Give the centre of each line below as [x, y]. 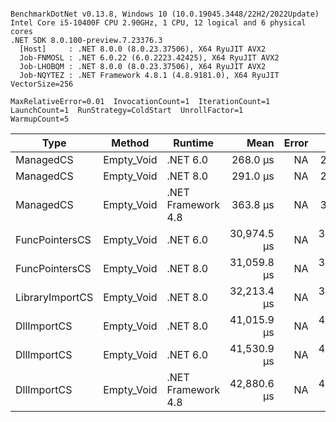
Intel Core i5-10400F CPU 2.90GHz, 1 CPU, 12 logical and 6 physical [158, 23]
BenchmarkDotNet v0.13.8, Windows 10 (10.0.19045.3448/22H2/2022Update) [165, 14]
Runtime [194, 143]
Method [130, 143]
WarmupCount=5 [40, 119]
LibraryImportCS [54, 297]
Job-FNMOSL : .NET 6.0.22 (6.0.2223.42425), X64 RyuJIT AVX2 [149, 58]
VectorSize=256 [42, 84]
